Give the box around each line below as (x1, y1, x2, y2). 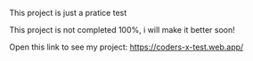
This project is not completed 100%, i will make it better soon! (9, 25, 235, 34)
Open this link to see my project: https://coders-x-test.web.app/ (9, 42, 244, 52)
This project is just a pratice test (9, 8, 127, 18)
